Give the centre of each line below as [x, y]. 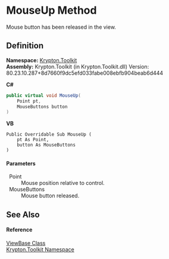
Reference [19, 230]
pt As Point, [33, 140]
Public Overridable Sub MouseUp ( [49, 135]
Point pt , [29, 101]
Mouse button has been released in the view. [61, 27]
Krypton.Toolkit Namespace [40, 249]
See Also [23, 214]
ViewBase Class [26, 243]
